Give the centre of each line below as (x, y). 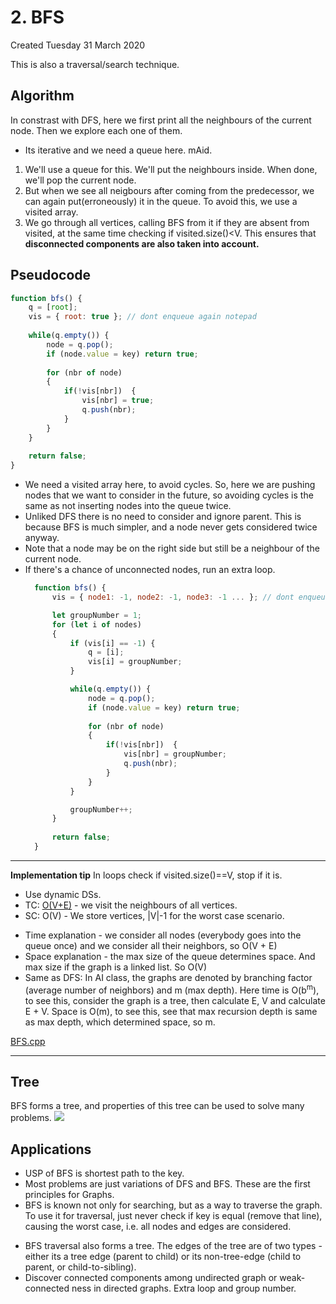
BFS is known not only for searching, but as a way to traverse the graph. (173, 1205)
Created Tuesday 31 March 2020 (78, 45)
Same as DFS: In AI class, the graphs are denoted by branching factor (168, 977)
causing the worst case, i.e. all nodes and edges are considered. (158, 1227)
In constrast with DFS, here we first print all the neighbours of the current (161, 120)
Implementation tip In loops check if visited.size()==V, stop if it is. (146, 875)
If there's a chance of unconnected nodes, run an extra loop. (150, 570)
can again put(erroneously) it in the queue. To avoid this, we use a (161, 201)
